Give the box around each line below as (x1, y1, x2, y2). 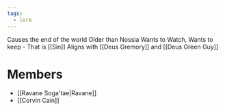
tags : (7, 10, 23, 17)
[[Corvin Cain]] (16, 97, 59, 105)
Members (7, 66, 63, 82)
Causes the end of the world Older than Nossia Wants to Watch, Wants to (7, 35, 213, 43)
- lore (13, 16, 32, 23)
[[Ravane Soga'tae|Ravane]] (16, 89, 97, 97)
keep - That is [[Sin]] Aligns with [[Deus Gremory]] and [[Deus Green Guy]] (7, 42, 219, 51)
